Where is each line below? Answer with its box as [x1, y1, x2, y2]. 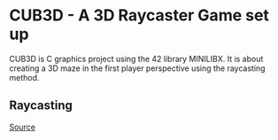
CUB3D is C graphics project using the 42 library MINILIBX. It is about [9, 53, 264, 64]
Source [9, 121, 35, 132]
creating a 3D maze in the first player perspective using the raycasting [9, 63, 266, 74]
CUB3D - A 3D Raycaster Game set [9, 5, 270, 26]
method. [9, 72, 40, 82]
